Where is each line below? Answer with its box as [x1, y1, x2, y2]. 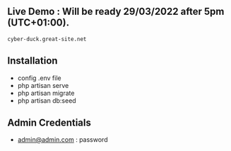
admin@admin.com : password [17, 135, 108, 144]
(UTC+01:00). [7, 17, 69, 29]
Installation [7, 55, 58, 67]
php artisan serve [17, 81, 69, 89]
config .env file [17, 74, 61, 82]
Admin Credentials [7, 117, 92, 129]
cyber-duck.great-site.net [7, 35, 87, 43]
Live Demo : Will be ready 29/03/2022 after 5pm [7, 6, 225, 18]
